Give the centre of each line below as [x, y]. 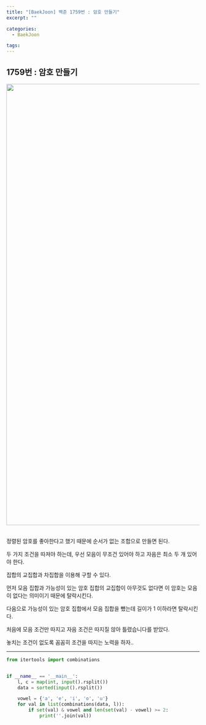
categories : [21, 29]
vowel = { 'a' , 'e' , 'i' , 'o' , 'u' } [63, 699]
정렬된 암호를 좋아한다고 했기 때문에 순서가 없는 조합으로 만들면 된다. [88, 541]
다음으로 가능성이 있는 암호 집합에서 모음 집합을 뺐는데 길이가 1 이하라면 [92, 608]
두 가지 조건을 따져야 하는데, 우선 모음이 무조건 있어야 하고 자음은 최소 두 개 [96, 554]
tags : [13, 46]
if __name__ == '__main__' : [42, 676]
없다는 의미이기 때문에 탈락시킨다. [53, 595]
